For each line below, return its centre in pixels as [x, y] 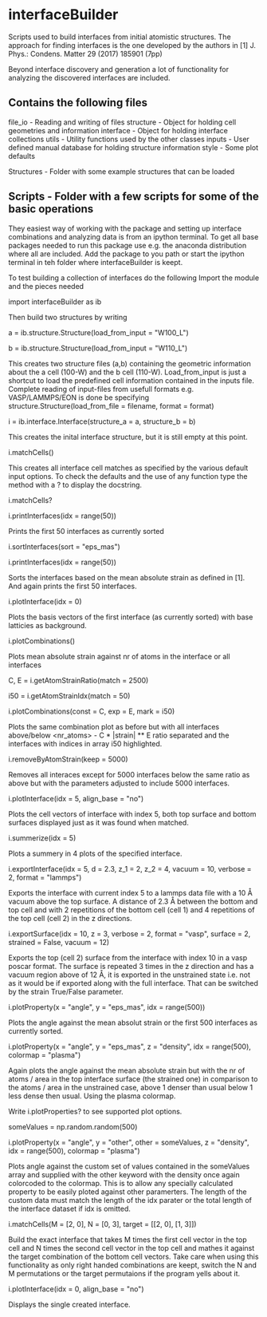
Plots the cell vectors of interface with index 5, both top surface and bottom [132, 814]
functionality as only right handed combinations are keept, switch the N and [133, 1265]
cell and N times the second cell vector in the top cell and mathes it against [132, 1248]
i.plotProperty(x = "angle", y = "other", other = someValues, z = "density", [129, 1142]
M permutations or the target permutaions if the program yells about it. [124, 1273]
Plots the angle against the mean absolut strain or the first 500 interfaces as [133, 1022]
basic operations [51, 209]
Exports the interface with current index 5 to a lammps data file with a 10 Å [130, 892]
